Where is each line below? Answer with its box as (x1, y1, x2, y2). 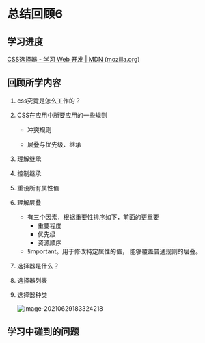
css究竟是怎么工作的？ (16, 97, 81, 105)
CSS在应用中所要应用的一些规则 (16, 111, 107, 119)
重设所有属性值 (16, 183, 59, 192)
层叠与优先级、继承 (27, 140, 82, 148)
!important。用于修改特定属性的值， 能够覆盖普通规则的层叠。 (27, 247, 202, 255)
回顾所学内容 (7, 77, 61, 89)
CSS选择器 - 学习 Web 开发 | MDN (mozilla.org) (7, 55, 140, 63)
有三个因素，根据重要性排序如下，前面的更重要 (27, 213, 159, 221)
